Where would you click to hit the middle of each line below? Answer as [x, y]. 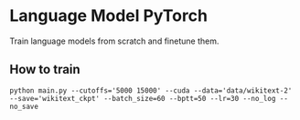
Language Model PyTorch [109, 16]
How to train [45, 70]
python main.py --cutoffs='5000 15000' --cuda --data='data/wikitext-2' [151, 90]
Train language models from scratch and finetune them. [114, 41]
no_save [24, 106]
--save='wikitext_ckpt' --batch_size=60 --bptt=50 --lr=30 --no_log [143, 98]
